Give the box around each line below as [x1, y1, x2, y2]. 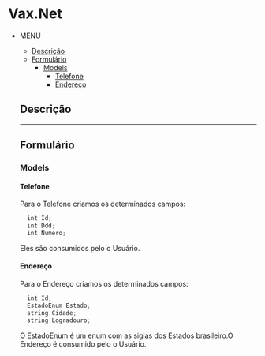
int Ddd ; [27, 222, 56, 230]
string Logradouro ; [27, 317, 91, 324]
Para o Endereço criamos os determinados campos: [19, 279, 188, 289]
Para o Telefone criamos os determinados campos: [19, 199, 186, 209]
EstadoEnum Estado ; [27, 302, 91, 309]
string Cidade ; [27, 309, 77, 317]
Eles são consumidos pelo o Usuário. [19, 243, 140, 253]
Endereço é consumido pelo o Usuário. [19, 339, 147, 348]
